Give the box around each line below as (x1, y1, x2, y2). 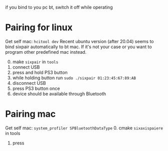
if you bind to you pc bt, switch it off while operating (5, 5, 113, 10)
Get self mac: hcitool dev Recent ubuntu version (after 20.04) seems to (5, 38, 154, 44)
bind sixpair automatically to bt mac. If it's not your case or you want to (5, 44, 152, 50)
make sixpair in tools (12, 59, 59, 65)
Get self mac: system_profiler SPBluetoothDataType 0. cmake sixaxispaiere (5, 125, 163, 131)
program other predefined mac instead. (5, 49, 87, 55)
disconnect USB (12, 80, 46, 86)
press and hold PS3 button (12, 69, 68, 75)
